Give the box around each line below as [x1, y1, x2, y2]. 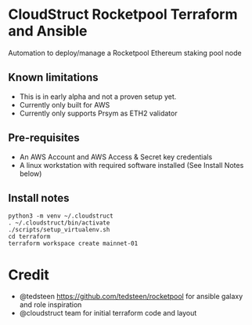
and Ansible [8, 22, 88, 40]
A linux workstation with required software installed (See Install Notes [19, 160, 244, 170]
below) [19, 169, 42, 178]
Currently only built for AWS [19, 100, 110, 109]
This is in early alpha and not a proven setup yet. [19, 92, 177, 101]
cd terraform [8, 233, 51, 241]
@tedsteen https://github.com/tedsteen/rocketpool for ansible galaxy [19, 292, 243, 301]
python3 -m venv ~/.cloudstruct [8, 212, 113, 221]
